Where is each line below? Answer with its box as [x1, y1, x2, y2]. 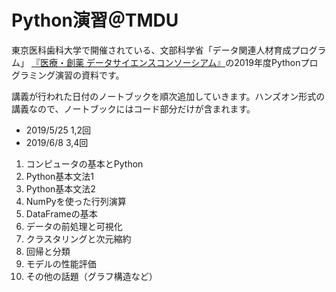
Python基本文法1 [25, 170, 95, 182]
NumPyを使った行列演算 [25, 195, 127, 207]
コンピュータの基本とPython [25, 157, 144, 170]
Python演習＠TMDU [11, 9, 179, 32]
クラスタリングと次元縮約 [25, 232, 132, 245]
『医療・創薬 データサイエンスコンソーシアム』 [30, 56, 226, 68]
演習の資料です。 [54, 69, 125, 81]
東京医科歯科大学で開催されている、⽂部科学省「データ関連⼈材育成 [11, 44, 292, 56]
